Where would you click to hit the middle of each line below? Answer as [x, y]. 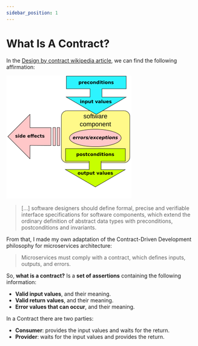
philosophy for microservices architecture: [59, 245]
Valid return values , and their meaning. [64, 300]
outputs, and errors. [46, 263]
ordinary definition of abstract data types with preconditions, [97, 221]
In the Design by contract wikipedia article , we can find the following [92, 60]
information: [21, 282]
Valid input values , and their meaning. [63, 294]
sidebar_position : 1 [32, 13]
